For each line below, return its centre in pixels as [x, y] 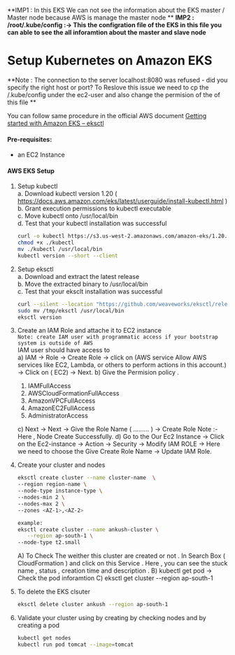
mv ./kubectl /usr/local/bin [60, 250]
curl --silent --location [55, 304]
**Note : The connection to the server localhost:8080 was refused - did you [117, 80]
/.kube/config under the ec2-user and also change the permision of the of [114, 94]
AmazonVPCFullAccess [62, 401]
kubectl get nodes [44, 638]
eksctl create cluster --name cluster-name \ [86, 478]
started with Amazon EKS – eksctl [56, 123]
